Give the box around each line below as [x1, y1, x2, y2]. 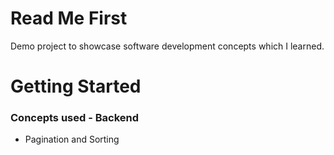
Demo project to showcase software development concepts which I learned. [10, 40, 325, 52]
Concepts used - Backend [10, 111, 140, 125]
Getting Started [10, 75, 142, 98]
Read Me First [10, 7, 128, 30]
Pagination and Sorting [24, 133, 120, 146]
